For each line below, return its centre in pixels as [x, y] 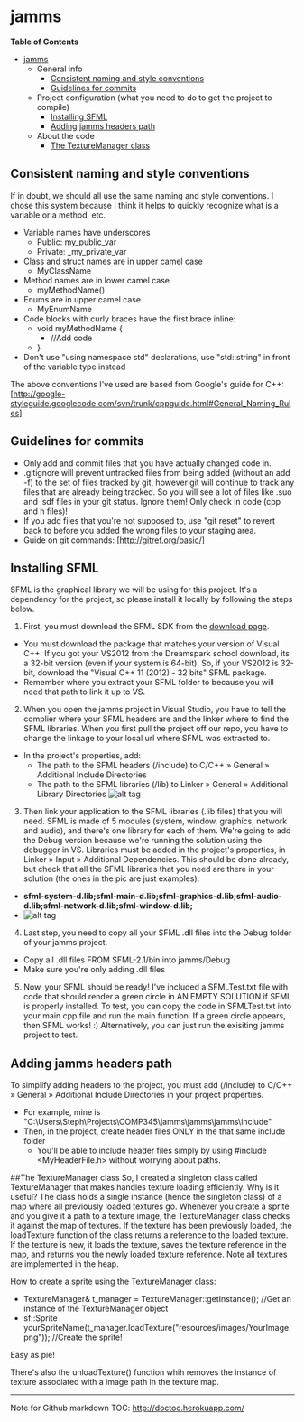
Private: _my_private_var [82, 251]
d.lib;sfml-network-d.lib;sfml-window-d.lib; [108, 906]
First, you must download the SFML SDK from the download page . [146, 627]
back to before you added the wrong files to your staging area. [139, 530]
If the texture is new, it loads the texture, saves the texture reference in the [148, 1245]
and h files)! [46, 511]
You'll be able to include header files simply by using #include [152, 1151]
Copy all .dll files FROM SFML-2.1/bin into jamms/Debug [127, 960]
